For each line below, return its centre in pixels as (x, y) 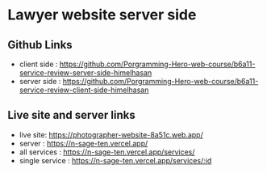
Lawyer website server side (102, 15)
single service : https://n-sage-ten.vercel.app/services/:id (115, 160)
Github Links (40, 45)
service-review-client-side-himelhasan (84, 90)
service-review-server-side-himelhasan (86, 73)
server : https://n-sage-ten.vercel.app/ (83, 143)
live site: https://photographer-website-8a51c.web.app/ (111, 134)
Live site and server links (71, 115)
